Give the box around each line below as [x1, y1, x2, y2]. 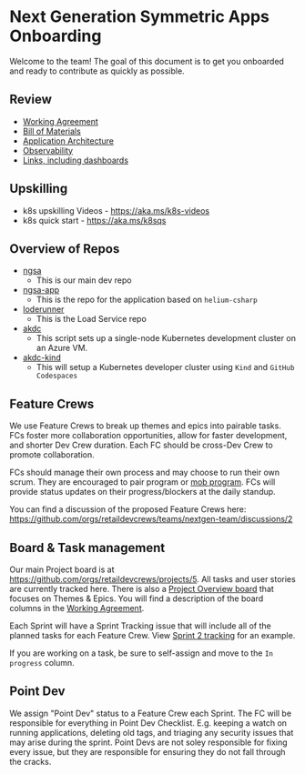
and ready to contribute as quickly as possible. [9, 65, 185, 76]
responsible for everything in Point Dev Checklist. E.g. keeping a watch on [9, 717, 288, 729]
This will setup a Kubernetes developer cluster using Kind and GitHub [36, 362, 295, 373]
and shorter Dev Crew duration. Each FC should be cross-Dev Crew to [9, 439, 273, 451]
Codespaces [36, 371, 78, 381]
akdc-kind [22, 352, 61, 363]
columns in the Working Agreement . [9, 603, 145, 613]
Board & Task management [9, 539, 166, 556]
